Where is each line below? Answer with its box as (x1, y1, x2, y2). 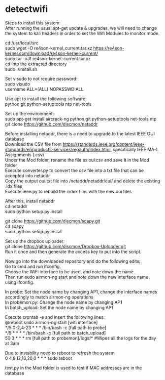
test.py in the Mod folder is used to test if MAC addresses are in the (5, 365, 142, 371)
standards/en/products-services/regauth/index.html (5, 146, 111, 152)
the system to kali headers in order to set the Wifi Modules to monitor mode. (5, 30, 160, 36)
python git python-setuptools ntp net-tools (5, 101, 92, 107)
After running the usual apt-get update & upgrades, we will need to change (5, 25, 157, 31)
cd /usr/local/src (5, 40, 38, 45)
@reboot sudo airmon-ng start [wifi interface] (5, 319, 98, 325)
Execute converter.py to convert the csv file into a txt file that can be (5, 167, 144, 173)
